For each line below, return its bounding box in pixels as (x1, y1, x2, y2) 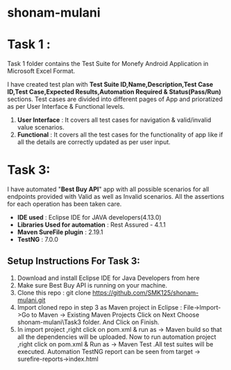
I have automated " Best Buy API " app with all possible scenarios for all (7, 185, 209, 193)
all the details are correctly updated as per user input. (17, 138, 171, 146)
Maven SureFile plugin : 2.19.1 (17, 228, 103, 236)
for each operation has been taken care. (7, 200, 122, 209)
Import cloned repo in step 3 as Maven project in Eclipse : (17, 303, 182, 311)
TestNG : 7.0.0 (17, 236, 59, 244)
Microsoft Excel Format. (7, 67, 76, 76)
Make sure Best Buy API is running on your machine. (17, 281, 168, 289)
